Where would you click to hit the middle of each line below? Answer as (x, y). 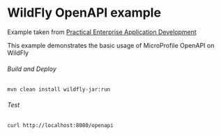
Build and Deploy (32, 69)
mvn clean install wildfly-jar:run (59, 90)
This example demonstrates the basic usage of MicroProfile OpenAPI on (111, 45)
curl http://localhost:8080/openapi (60, 126)
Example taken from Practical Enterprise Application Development (102, 32)
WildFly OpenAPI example (84, 13)
